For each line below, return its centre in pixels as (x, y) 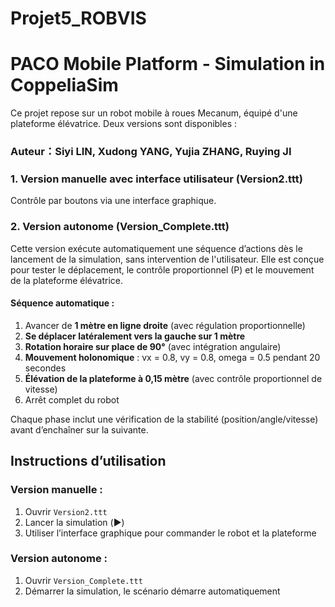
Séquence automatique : (62, 303)
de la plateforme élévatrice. (66, 280)
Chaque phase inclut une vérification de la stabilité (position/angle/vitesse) (164, 419)
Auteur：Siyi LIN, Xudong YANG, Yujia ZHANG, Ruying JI (151, 152)
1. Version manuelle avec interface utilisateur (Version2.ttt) (156, 179)
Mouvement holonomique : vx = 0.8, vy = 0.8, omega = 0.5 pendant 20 (172, 357)
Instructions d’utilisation (88, 461)
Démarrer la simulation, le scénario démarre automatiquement (152, 591)
